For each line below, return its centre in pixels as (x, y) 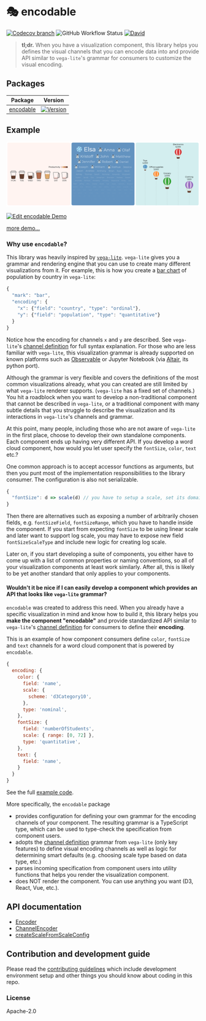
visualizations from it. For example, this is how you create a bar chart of (97, 270)
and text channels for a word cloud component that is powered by (90, 646)
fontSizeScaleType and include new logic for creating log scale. (86, 542)
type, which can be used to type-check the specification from (93, 829)
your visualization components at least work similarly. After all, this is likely (101, 567)
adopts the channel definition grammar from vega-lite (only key (96, 842)
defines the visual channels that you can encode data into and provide (110, 51)
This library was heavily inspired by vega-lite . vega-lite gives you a (93, 258)
